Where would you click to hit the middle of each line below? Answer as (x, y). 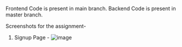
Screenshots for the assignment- (46, 26)
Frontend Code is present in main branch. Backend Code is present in (91, 9)
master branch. (24, 15)
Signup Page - (32, 37)
